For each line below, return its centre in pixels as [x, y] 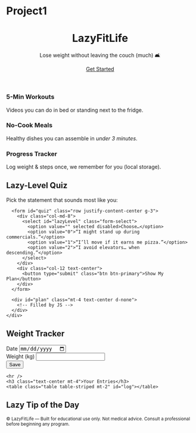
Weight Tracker [35, 334]
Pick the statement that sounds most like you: [62, 200]
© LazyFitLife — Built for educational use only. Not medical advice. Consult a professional [98, 419]
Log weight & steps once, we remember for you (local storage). [84, 167]
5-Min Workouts [30, 97]
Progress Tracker [32, 153]
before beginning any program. [38, 424]
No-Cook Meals [29, 125]
